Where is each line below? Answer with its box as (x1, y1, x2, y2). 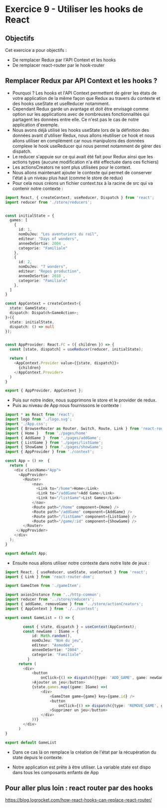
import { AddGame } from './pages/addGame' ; (5, 435, 101, 440)
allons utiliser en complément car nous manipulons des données (12, 137, 145, 143)
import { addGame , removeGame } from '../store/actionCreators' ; (5, 602, 143, 607)
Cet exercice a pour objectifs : (5, 47, 67, 53)
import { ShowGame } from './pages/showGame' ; (5, 444, 103, 450)
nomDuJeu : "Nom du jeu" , (31, 638, 83, 643)
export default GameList (5, 740, 57, 745)
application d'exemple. (12, 121, 59, 128)
